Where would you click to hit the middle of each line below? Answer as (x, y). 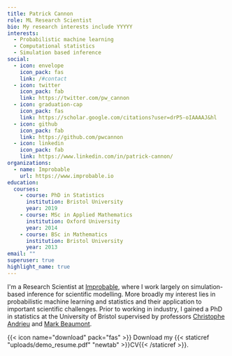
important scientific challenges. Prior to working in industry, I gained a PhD (115, 309)
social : (19, 59)
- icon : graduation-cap (48, 105)
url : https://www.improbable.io (67, 176)
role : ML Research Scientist (50, 20)
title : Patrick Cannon (40, 14)
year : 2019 (42, 209)
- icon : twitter (37, 85)
